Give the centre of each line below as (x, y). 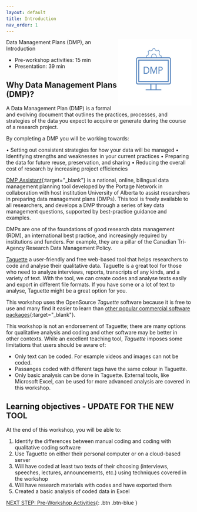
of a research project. (32, 127)
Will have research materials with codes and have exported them (93, 485)
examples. (19, 218)
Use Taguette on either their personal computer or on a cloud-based (98, 454)
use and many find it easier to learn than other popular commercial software (98, 308)
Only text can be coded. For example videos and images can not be (96, 356)
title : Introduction (31, 19)
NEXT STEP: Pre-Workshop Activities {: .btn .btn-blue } (72, 503)
